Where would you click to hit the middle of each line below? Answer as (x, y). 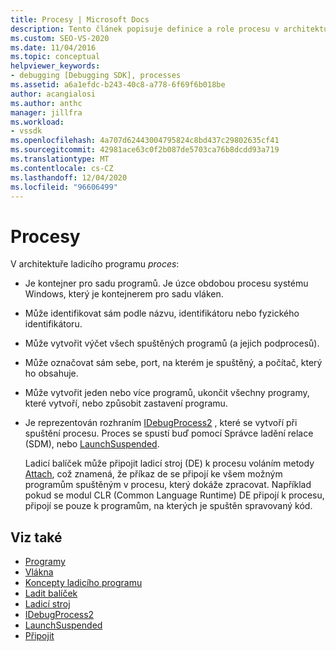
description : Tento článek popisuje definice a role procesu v (145, 29)
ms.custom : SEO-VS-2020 (60, 38)
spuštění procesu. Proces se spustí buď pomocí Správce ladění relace (169, 433)
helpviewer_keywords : (55, 66)
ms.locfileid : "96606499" (64, 187)
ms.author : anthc (46, 103)
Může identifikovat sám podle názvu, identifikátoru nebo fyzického (162, 313)
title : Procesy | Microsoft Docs (80, 19)
